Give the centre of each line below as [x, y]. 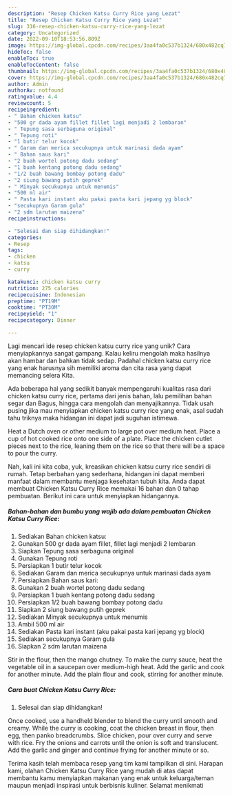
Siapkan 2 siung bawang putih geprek [72, 609]
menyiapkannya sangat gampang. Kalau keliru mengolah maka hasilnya [109, 353]
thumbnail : [23, 71]
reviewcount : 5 [30, 103]
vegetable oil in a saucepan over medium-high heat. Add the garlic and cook [116, 666]
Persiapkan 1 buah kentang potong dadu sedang [86, 595]
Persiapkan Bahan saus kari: [58, 580]
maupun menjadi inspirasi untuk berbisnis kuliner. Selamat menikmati [106, 785]
